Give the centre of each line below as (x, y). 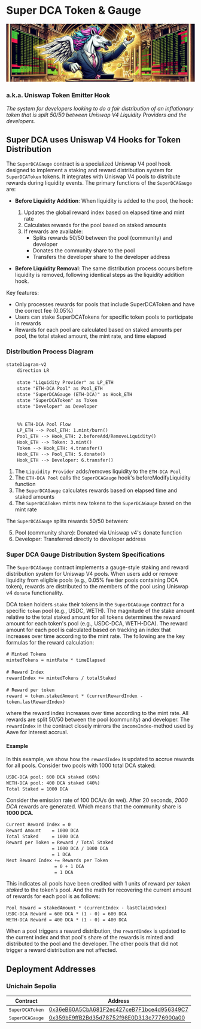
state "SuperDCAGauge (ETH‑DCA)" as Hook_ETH (75, 394)
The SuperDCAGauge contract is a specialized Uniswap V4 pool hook (89, 164)
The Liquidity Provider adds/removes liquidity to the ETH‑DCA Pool (98, 471)
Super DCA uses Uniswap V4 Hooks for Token (94, 140)
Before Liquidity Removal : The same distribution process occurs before (104, 268)
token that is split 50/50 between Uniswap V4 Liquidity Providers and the (96, 115)
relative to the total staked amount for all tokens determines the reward (94, 617)
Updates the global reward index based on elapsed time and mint (104, 212)
